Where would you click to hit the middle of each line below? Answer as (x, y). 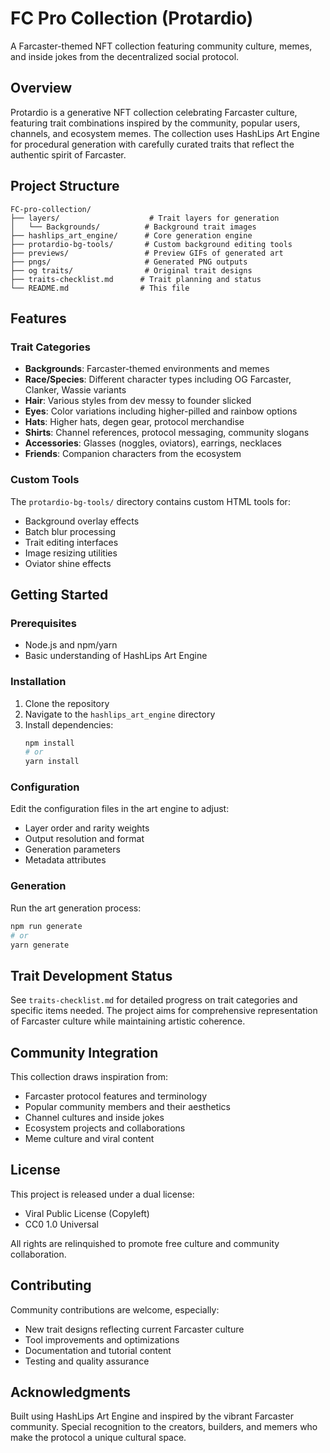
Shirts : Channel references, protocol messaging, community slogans (167, 433)
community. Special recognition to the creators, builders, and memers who (164, 1427)
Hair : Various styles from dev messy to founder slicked (138, 401)
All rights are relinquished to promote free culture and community (145, 1243)
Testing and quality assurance (87, 1361)
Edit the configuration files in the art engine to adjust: (120, 809)
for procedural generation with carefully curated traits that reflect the (152, 144)
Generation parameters (72, 849)
